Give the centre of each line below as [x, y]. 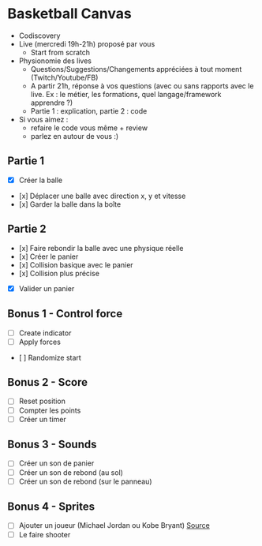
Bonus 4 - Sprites [51, 507]
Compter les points [50, 410]
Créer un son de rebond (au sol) [71, 472]
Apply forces [39, 342]
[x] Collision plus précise [59, 273]
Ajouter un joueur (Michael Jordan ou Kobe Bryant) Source [114, 525]
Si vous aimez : [43, 119]
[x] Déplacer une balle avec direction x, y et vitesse [102, 196]
